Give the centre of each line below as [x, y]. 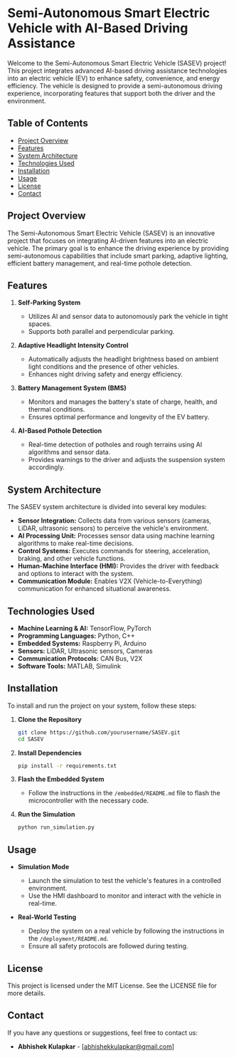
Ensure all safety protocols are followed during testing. [108, 946]
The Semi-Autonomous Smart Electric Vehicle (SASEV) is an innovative [111, 233]
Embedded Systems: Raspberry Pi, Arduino [82, 643]
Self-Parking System [49, 303]
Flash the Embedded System [61, 779]
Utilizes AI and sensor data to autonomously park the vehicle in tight [128, 316]
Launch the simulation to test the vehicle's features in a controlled [125, 881]
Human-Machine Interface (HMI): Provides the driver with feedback [118, 566]
